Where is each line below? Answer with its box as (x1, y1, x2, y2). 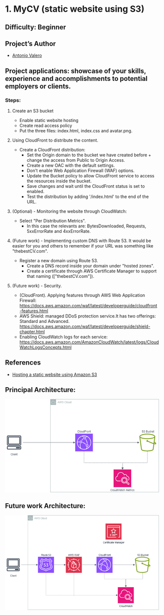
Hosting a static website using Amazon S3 (12, 371, 98, 377)
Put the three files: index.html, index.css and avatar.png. (19, 128, 133, 134)
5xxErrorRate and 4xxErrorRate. (26, 228, 91, 234)
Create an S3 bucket (12, 108, 54, 114)
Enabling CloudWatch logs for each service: (19, 334, 108, 340)
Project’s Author (5, 39, 56, 48)
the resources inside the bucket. (26, 178, 92, 184)
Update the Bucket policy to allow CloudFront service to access (26, 173, 155, 179)
